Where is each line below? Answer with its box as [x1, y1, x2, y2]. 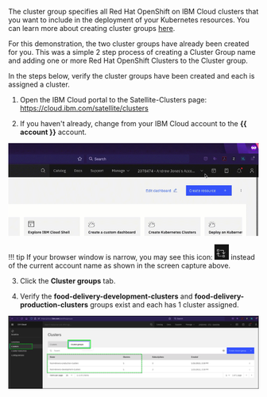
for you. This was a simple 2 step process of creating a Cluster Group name [8, 48, 256, 56]
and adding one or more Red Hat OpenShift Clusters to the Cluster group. [8, 56, 249, 65]
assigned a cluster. [8, 79, 70, 89]
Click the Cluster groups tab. [19, 276, 116, 285]
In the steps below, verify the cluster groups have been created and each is [8, 71, 255, 80]
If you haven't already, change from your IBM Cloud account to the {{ [19, 119, 247, 128]
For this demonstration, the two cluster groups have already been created [8, 39, 250, 48]
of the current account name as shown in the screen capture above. [8, 260, 231, 270]
